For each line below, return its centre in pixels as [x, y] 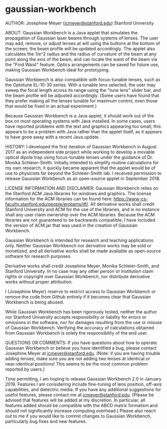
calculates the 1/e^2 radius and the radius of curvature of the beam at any [81, 54]
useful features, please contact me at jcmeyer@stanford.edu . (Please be [80, 395]
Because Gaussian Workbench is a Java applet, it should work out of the [80, 115]
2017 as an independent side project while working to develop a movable [80, 152]
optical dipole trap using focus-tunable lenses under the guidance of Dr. [79, 157]
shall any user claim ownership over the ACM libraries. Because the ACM [80, 214]
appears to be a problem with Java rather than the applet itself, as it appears [83, 131]
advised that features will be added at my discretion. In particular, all [75, 400]
